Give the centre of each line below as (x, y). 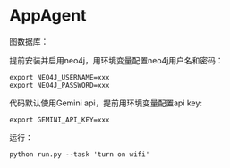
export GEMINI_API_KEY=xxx (60, 120)
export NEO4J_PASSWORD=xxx (60, 85)
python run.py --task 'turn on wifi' (80, 154)
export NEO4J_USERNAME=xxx (60, 77)
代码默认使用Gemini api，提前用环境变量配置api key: (106, 103)
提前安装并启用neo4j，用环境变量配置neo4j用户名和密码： (116, 60)
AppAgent (48, 16)
